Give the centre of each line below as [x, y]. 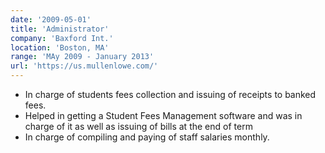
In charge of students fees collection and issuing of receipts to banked [170, 94]
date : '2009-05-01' [51, 19]
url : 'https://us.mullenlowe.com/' [84, 66]
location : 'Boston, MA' [60, 47]
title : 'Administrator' [60, 29]
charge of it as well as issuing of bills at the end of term [138, 126]
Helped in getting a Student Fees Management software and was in [163, 115]
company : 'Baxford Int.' [62, 38]
